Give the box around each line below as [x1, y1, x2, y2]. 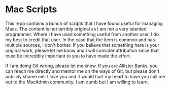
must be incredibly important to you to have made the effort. [5, 52, 131, 59]
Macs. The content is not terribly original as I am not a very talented [5, 25, 147, 32]
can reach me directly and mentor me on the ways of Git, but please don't [5, 68, 160, 74]
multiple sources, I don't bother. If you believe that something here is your [5, 42, 160, 48]
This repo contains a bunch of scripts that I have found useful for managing [5, 20, 163, 26]
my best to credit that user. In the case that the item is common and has [5, 37, 155, 43]
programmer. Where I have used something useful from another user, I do [5, 31, 159, 37]
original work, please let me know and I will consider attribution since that [5, 47, 159, 53]
